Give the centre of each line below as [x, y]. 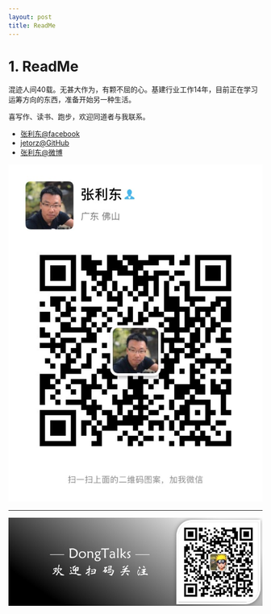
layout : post [30, 17]
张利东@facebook [50, 134]
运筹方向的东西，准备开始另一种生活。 [72, 100]
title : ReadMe [32, 25]
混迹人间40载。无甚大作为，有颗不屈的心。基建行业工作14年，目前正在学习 [133, 89]
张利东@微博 [41, 152]
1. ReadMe [44, 66]
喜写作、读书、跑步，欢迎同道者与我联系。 [79, 117]
